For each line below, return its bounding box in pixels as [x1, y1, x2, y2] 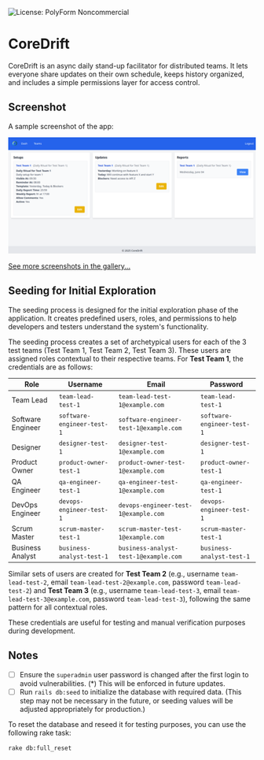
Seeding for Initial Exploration [8, 284, 156, 298]
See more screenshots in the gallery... [8, 261, 131, 271]
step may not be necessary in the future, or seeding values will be [19, 695, 233, 705]
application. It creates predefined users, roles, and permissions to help [8, 313, 237, 323]
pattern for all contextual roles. [8, 602, 108, 612]
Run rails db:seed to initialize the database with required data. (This [19, 687, 242, 696]
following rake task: [8, 728, 71, 737]
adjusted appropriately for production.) [19, 704, 145, 714]
